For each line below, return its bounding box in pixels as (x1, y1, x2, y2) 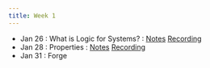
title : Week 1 (8, 11, 57, 20)
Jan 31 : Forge (19, 50, 67, 60)
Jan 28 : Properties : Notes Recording (19, 42, 146, 52)
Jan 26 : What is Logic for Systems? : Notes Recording (19, 34, 202, 43)
